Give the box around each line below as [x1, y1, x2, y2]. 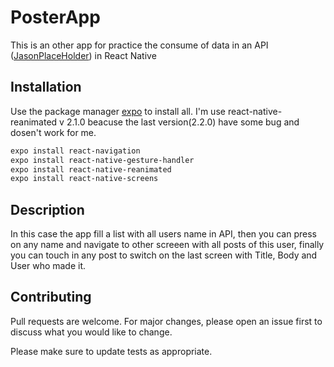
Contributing [10, 289, 92, 306]
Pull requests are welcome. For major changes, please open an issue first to [10, 315, 323, 327]
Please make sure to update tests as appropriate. [10, 345, 213, 357]
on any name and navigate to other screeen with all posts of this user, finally [10, 239, 325, 251]
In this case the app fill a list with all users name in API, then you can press [10, 228, 317, 240]
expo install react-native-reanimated [10, 164, 172, 175]
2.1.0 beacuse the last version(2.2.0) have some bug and [66, 116, 300, 128]
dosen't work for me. [10, 126, 97, 138]
